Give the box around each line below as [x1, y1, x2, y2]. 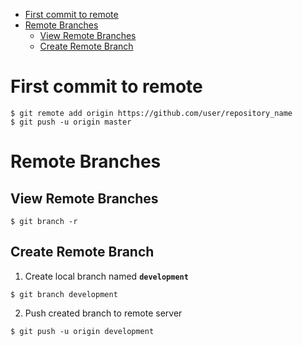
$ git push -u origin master [10, 117, 132, 127]
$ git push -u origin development [10, 326, 155, 336]
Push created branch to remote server [24, 307, 183, 319]
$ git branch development [10, 289, 118, 299]
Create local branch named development [24, 270, 189, 282]
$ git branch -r [10, 216, 78, 226]
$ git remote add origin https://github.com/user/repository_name [10, 108, 293, 118]
